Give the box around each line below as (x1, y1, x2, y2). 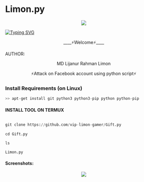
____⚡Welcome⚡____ (63, 39, 105, 45)
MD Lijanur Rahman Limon (56, 60, 111, 66)
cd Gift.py (5, 132, 28, 137)
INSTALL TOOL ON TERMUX (5, 107, 64, 113)
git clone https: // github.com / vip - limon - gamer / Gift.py (5, 122, 122, 128)
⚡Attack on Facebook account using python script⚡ (30, 70, 137, 76)
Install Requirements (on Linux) (5, 85, 83, 92)
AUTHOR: (5, 51, 25, 57)
